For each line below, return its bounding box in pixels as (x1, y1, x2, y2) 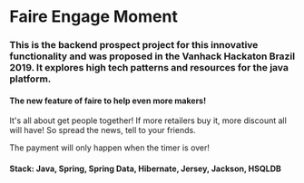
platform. (9, 72, 52, 85)
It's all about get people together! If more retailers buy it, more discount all (9, 115, 288, 126)
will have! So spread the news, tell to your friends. (9, 125, 197, 136)
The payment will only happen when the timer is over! (9, 142, 211, 153)
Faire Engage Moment (9, 6, 179, 27)
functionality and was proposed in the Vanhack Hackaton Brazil (9, 50, 296, 63)
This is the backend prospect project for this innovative (9, 39, 259, 52)
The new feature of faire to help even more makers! (9, 95, 207, 106)
